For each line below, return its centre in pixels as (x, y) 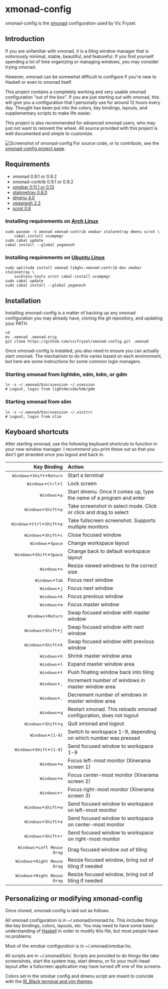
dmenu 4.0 (23, 198)
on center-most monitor (96, 825)
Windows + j (51, 588)
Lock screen (82, 483)
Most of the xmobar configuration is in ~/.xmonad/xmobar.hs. (68, 946)
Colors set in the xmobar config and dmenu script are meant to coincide (79, 976)
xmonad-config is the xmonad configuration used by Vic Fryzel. (71, 23)
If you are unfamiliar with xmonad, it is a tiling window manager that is (77, 51)
